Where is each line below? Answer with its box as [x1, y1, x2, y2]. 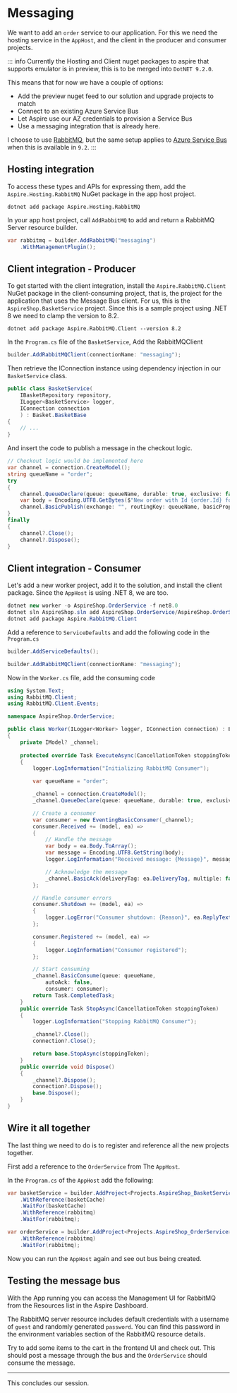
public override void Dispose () [20, 1063, 115, 1071]
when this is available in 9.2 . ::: [7, 143, 97, 151]
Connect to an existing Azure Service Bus [17, 107, 139, 115]
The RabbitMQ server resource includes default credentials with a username [7, 1315, 229, 1323]
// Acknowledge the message [44, 868, 128, 876]
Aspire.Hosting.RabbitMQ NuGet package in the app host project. [7, 189, 196, 198]
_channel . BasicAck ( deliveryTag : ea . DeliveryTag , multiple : [44, 875, 222, 882]
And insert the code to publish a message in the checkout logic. [7, 444, 193, 452]
